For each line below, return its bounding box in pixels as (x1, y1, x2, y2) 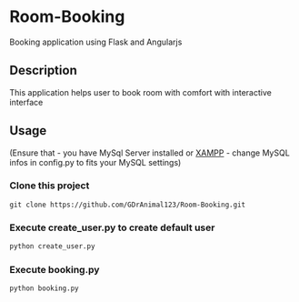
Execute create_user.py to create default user (9, 221, 215, 234)
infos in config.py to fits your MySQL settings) (9, 156, 182, 167)
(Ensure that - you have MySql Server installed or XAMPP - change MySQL (9, 147, 291, 158)
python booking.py (9, 284, 79, 293)
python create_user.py (9, 242, 95, 251)
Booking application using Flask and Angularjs (9, 36, 183, 47)
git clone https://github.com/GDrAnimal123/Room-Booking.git (9, 200, 246, 209)
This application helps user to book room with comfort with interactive (9, 86, 273, 97)
